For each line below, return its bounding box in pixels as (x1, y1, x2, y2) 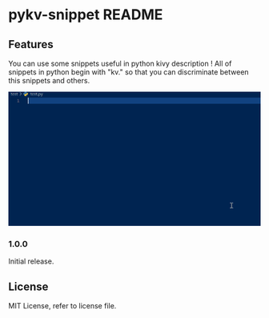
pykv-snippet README (8, 6, 163, 24)
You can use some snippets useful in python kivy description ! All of (8, 58, 232, 68)
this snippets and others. (8, 76, 90, 85)
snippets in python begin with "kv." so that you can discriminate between (8, 67, 250, 77)
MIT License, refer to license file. (8, 301, 117, 311)
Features (8, 38, 54, 51)
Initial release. (8, 256, 54, 266)
